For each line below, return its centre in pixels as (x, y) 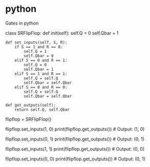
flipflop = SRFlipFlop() (28, 119)
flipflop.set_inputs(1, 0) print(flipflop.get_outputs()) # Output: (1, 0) (75, 129)
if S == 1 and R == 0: (39, 47)
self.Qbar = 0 (39, 56)
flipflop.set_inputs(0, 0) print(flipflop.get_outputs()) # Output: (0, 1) (76, 159)
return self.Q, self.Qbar (42, 110)
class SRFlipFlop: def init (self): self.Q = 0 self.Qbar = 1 (62, 33)
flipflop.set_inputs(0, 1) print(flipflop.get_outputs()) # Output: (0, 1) (75, 139)
